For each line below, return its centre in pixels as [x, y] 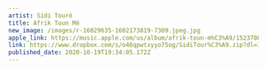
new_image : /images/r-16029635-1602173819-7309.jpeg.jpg [104, 30]
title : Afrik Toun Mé [44, 23]
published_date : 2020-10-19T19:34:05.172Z [79, 52]
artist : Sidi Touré [41, 15]
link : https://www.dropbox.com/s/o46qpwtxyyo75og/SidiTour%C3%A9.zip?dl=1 [135, 45]
